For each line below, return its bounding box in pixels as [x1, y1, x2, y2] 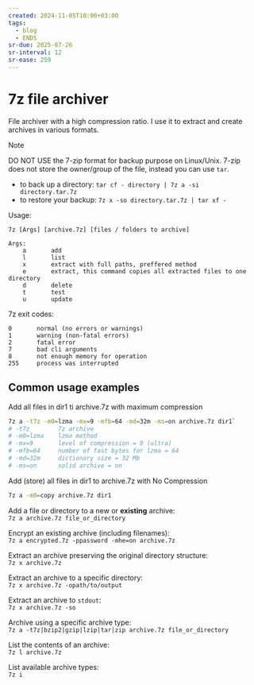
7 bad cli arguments [8, 345, 98, 354]
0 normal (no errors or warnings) [8, 324, 144, 332]
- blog [15, 26, 37, 34]
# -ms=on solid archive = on [8, 462, 123, 470]
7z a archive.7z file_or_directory [8, 514, 126, 522]
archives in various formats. [8, 125, 99, 134]
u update [22, 295, 73, 303]
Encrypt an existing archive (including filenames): [8, 528, 170, 537]
